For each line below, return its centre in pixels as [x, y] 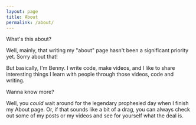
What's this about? [29, 39]
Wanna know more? [30, 92]
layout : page [22, 11]
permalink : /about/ [30, 22]
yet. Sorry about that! [32, 57]
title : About [22, 17]
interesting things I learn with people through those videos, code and [90, 75]
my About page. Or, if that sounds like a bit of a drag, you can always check [98, 110]
